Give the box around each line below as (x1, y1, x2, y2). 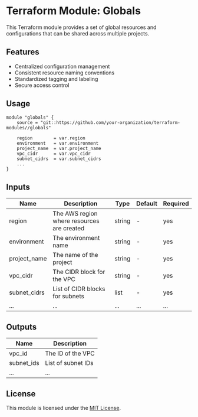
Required (163, 200, 189, 208)
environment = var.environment (16, 140, 99, 146)
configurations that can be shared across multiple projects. (6, 30, 150, 37)
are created (52, 224, 85, 233)
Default (136, 200, 158, 208)
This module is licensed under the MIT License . (6, 405, 121, 411)
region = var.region (16, 135, 85, 141)
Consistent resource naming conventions (14, 69, 115, 76)
